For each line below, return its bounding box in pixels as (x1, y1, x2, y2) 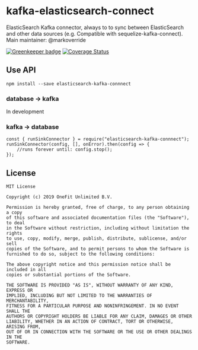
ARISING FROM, (6, 324, 41, 330)
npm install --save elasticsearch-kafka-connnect (6, 81, 132, 87)
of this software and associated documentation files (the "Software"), (6, 215, 190, 221)
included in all (6, 267, 46, 273)
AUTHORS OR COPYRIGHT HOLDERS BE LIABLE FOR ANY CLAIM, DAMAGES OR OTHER (6, 313, 193, 320)
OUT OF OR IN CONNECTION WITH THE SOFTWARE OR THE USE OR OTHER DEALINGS (6, 329, 193, 335)
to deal (6, 220, 25, 226)
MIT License (6, 184, 36, 190)
